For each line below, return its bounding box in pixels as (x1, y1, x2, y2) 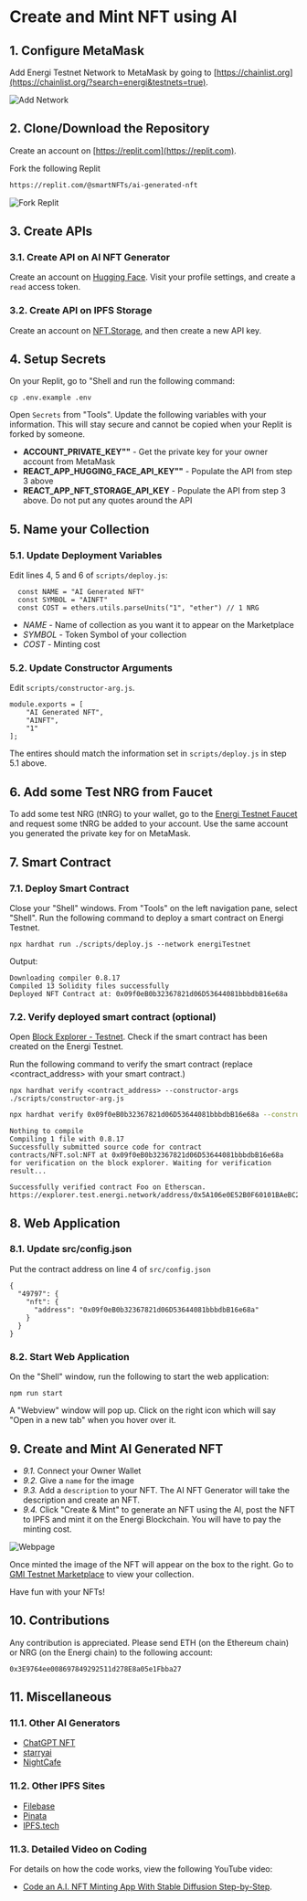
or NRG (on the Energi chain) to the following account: (9, 1647, 213, 1658)
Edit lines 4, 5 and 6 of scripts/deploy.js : (9, 569, 168, 581)
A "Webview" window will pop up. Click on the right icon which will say (9, 1405, 277, 1416)
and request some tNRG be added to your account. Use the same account (9, 818, 289, 829)
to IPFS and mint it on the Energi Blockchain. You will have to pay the (22, 1513, 281, 1524)
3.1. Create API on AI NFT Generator (9, 251, 171, 263)
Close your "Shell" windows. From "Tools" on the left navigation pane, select (9, 902, 298, 913)
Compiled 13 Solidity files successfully (9, 981, 170, 991)
